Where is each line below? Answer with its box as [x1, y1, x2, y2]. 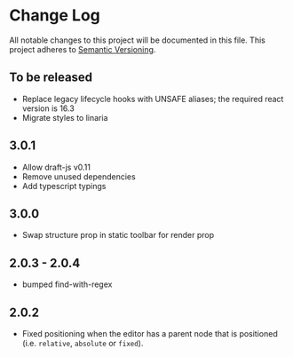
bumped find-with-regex [21, 279, 113, 290]
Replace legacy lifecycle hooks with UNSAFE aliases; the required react [21, 93, 284, 104]
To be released [9, 70, 93, 85]
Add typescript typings [21, 180, 107, 191]
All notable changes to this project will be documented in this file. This [9, 35, 266, 45]
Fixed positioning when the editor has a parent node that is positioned [21, 329, 278, 338]
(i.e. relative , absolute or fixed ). [21, 338, 144, 348]
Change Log [9, 5, 100, 26]
